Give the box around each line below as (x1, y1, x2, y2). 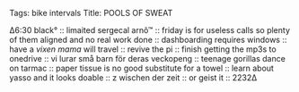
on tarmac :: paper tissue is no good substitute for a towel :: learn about (9, 63, 274, 73)
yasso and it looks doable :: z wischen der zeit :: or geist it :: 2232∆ (9, 72, 258, 83)
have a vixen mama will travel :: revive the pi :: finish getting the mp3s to (9, 44, 277, 54)
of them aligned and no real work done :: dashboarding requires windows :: (9, 35, 287, 45)
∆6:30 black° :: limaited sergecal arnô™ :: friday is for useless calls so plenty (9, 25, 290, 35)
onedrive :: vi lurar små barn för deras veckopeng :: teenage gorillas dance (9, 54, 286, 63)
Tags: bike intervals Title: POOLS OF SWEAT (9, 8, 173, 18)
